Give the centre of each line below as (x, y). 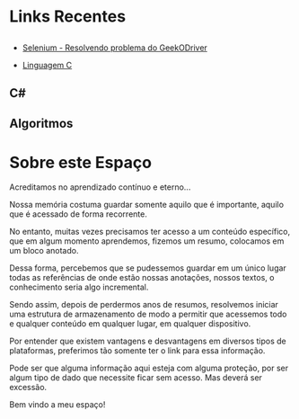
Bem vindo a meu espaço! (57, 405)
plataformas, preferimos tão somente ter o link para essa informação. (137, 351)
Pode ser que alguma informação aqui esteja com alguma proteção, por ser (149, 368)
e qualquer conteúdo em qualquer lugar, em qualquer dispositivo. (130, 324)
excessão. (28, 388)
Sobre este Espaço (81, 162)
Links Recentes (68, 17)
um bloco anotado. (44, 251)
